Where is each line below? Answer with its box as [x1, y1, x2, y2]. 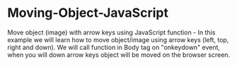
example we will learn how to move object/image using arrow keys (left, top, [7, 35, 229, 44]
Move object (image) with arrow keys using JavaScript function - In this [7, 28, 216, 37]
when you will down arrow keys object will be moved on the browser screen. [7, 51, 231, 59]
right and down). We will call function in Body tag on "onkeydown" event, [7, 43, 221, 51]
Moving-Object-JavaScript [7, 5, 168, 21]
